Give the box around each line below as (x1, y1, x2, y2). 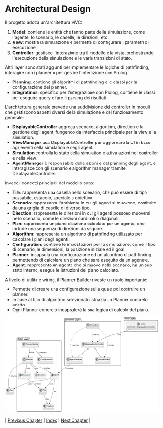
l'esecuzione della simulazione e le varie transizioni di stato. (12, 55, 132, 61)
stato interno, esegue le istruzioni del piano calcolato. (12, 267, 120, 273)
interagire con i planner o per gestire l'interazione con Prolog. (5, 69, 128, 75)
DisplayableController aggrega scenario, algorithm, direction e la (12, 123, 144, 130)
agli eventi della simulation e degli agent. (12, 144, 94, 150)
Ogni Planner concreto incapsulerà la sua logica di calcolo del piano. (12, 306, 150, 313)
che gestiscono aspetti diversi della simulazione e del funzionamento (5, 109, 144, 115)
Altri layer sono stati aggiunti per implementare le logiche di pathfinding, (5, 64, 150, 70)
